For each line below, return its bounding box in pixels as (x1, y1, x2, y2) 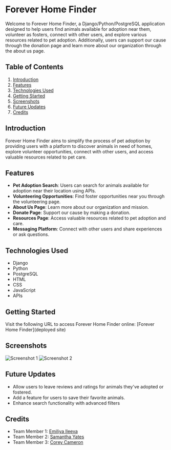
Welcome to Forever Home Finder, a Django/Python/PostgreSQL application (5, 21, 165, 27)
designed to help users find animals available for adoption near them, (5, 26, 152, 32)
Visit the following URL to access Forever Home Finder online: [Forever (5, 321, 155, 327)
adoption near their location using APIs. (12, 188, 96, 194)
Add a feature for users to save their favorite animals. (12, 394, 125, 401)
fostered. (12, 389, 32, 395)
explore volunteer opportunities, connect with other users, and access (5, 148, 154, 154)
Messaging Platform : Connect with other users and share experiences (12, 226, 162, 232)
